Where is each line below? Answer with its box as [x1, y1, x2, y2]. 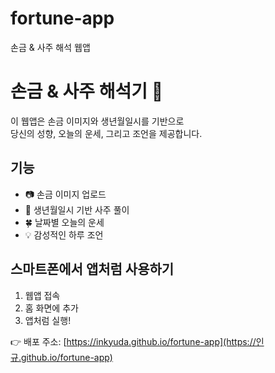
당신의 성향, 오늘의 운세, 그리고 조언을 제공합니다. [10, 127, 203, 139]
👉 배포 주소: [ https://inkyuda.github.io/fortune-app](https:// [10, 335, 257, 347]
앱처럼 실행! [24, 314, 72, 326]
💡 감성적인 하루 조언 [24, 228, 104, 241]
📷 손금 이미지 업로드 [24, 188, 107, 200]
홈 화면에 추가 [24, 302, 79, 314]
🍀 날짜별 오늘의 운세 [24, 216, 105, 228]
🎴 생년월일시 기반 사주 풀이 [24, 203, 130, 216]
